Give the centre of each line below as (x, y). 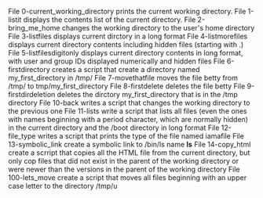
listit (15, 20)
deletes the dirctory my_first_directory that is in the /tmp (147, 94)
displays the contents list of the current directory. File (110, 20)
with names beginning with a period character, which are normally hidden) (128, 119)
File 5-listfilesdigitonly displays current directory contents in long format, (126, 53)
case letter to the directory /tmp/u (63, 186)
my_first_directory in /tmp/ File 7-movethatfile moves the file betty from (123, 78)
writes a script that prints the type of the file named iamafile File (141, 136)
